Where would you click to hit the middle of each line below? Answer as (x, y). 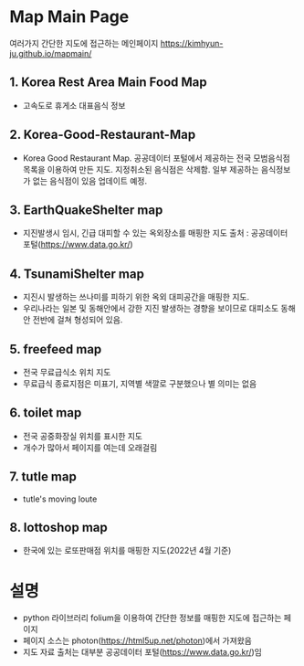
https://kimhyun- (192, 43)
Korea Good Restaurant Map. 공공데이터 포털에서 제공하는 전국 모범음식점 (156, 158)
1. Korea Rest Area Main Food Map (108, 83)
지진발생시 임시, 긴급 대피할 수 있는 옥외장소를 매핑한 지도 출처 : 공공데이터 (155, 233)
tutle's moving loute (60, 499)
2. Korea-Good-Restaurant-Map (103, 135)
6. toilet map (46, 413)
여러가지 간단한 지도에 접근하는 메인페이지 (84, 43)
